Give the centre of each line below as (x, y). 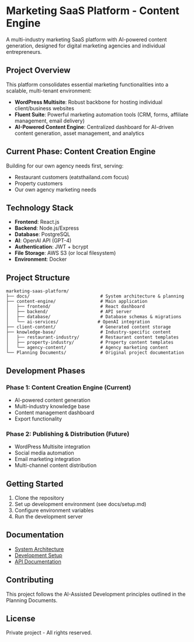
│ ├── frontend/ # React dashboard (75, 307)
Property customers (39, 183)
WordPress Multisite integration (52, 447)
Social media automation (44, 453)
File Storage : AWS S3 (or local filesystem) (65, 253)
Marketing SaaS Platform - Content (93, 11)
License (21, 619)
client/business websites (44, 108)
